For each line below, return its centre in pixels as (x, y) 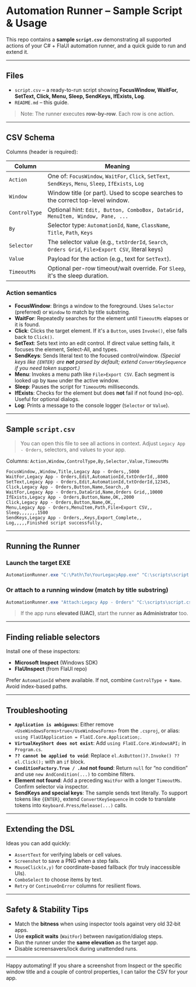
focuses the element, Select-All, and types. (66, 349)
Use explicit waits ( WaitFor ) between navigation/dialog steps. (89, 936)
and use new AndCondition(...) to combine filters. (75, 774)
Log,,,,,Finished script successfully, (55, 523)
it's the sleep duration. (78, 275)
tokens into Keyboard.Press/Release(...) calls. (71, 806)
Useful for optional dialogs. (47, 399)
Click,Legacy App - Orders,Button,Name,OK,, (61, 502)
